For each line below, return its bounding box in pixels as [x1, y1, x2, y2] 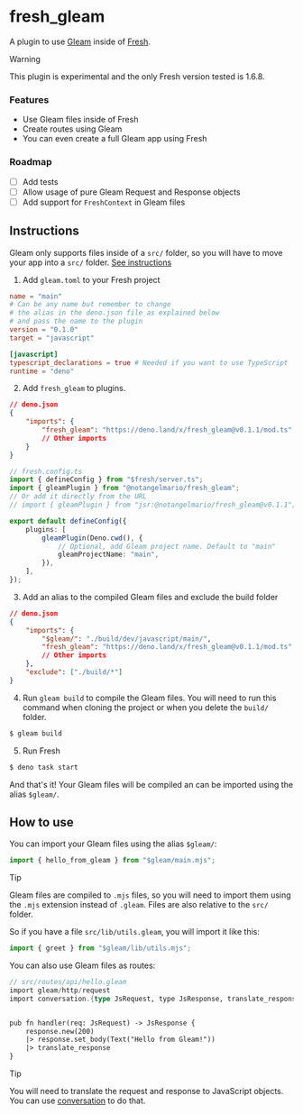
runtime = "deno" [9, 367, 75, 376]
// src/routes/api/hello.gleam [9, 978, 127, 987]
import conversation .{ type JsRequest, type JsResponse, [9, 994, 224, 1003]
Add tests [22, 176, 59, 187]
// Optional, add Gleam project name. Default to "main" [57, 542, 277, 551]
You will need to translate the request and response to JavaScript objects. [9, 1086, 284, 1097]
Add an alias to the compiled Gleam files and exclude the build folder [22, 591, 279, 602]
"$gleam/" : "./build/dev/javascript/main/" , [41, 634, 212, 644]
